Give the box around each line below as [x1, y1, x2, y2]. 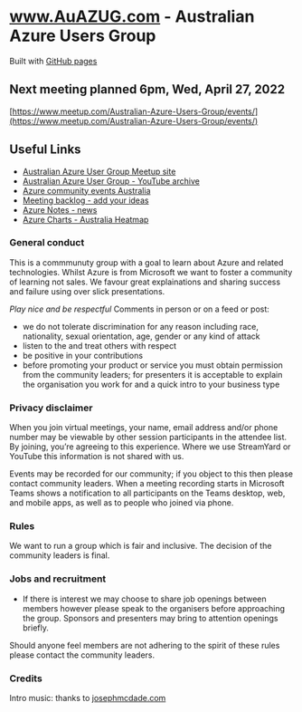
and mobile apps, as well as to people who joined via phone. [9, 497, 234, 508]
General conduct [9, 236, 85, 249]
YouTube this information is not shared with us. [9, 451, 184, 462]
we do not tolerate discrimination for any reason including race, [22, 321, 260, 332]
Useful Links [9, 142, 81, 158]
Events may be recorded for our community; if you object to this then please [9, 468, 294, 479]
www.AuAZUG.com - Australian [9, 6, 255, 27]
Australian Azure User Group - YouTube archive [22, 175, 201, 187]
